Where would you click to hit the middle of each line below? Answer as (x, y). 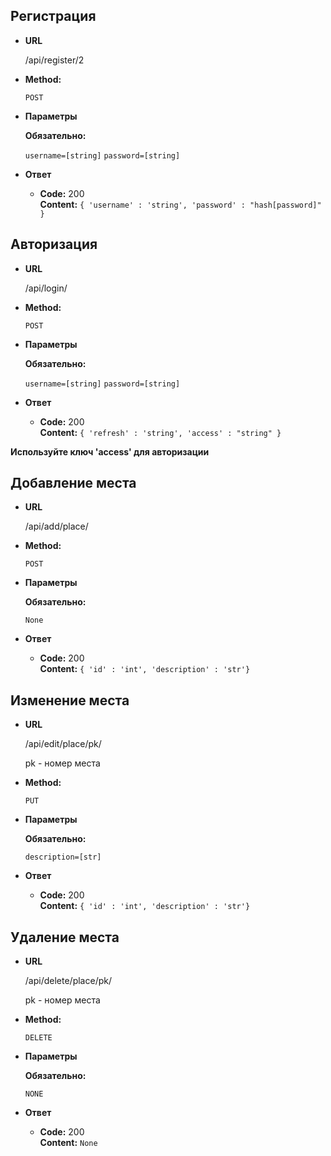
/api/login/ (46, 288)
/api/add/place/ (56, 526)
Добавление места (73, 483)
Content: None (68, 1143)
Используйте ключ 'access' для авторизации (110, 451)
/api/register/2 (54, 60)
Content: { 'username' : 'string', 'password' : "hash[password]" (180, 204)
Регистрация (53, 16)
